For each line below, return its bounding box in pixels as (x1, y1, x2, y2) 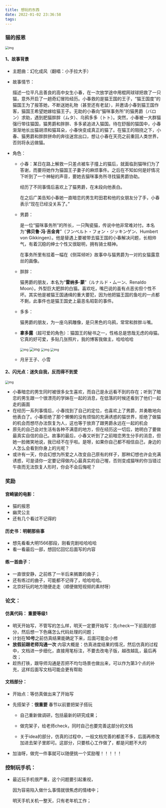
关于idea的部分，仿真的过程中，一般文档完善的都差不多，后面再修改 (19, 733, 160, 739)
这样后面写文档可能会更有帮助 (21, 666, 83, 672)
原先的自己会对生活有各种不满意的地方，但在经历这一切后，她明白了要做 (12, 426, 161, 432)
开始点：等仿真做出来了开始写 (12, 691, 74, 697)
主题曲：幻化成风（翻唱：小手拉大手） (12, 68, 91, 74)
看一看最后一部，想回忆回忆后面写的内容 (12, 547, 96, 553)
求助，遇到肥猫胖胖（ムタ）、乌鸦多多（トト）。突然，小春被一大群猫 (21, 114, 161, 120)
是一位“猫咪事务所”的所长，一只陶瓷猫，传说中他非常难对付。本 (19, 222, 151, 228)
